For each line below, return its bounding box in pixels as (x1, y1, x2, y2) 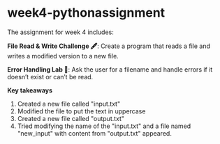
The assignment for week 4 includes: (7, 28, 114, 36)
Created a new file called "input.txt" (17, 99, 121, 108)
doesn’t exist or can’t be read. (7, 72, 94, 81)
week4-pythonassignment (7, 5, 166, 21)
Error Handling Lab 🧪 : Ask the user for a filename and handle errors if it (7, 65, 213, 74)
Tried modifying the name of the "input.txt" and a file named (17, 122, 191, 130)
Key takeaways (7, 86, 53, 95)
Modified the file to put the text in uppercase (17, 106, 146, 115)
